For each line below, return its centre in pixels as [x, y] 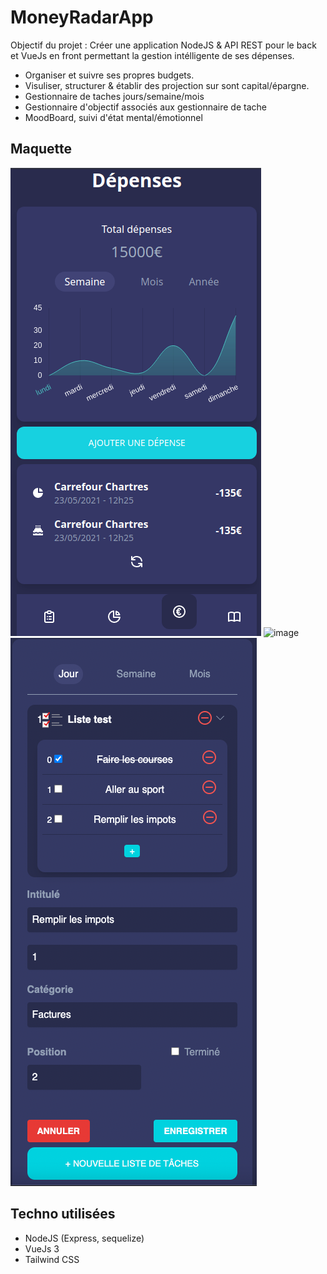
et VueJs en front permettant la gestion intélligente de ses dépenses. [152, 55]
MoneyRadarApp [82, 17]
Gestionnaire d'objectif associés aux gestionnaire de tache [145, 107]
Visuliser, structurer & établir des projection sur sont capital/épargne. [167, 85]
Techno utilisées [63, 1214]
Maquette [41, 149]
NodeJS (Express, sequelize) [84, 1238]
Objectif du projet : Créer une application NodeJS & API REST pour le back [163, 45]
